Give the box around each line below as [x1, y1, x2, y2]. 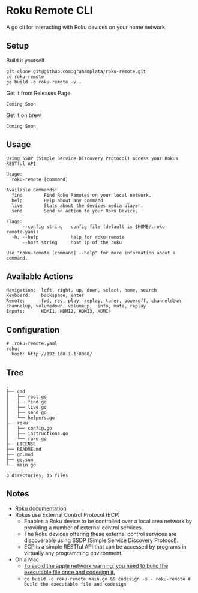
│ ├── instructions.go [6, 430, 68, 436]
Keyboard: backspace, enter [6, 292, 85, 299]
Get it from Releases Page [6, 89, 71, 97]
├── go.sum [6, 457, 34, 463]
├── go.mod [6, 451, 34, 457]
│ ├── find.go [6, 399, 47, 405]
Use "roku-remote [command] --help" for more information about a [6, 250, 176, 256]
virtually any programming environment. [23, 549, 123, 556]
